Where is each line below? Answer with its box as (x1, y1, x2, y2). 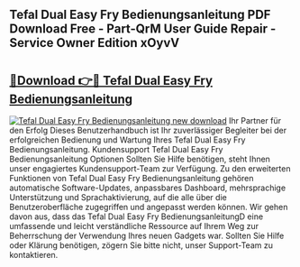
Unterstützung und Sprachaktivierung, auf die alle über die (9, 192, 227, 202)
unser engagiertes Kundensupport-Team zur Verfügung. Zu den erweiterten (9, 163, 291, 174)
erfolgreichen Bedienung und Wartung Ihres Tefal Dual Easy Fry (9, 134, 246, 145)
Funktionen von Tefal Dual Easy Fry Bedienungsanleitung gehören (9, 173, 254, 183)
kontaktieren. (9, 250, 59, 260)
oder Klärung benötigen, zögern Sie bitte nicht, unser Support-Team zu (9, 240, 273, 251)
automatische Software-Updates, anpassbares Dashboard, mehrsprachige (9, 182, 286, 193)
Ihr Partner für (228, 115, 282, 125)
